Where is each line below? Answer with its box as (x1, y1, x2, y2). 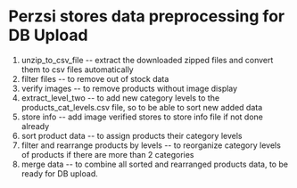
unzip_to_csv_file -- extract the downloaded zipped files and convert (21, 54, 274, 65)
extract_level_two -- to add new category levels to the (21, 92, 220, 103)
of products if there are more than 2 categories (21, 149, 194, 159)
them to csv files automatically (21, 64, 135, 75)
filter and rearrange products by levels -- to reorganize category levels (21, 140, 282, 151)
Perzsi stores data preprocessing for (8, 6, 285, 27)
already (21, 120, 50, 131)
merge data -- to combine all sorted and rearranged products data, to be (21, 159, 289, 169)
